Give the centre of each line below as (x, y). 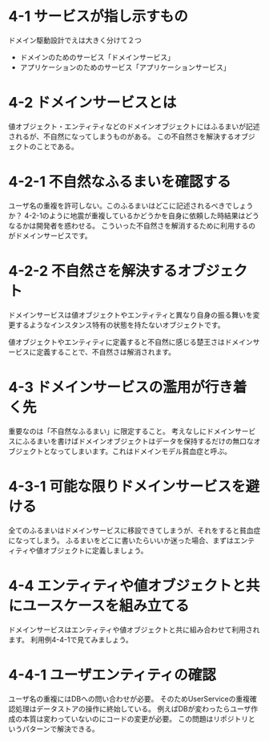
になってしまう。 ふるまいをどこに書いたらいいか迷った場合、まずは (121, 540)
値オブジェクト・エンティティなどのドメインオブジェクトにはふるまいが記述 (134, 126)
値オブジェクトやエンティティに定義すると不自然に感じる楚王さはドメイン (131, 342)
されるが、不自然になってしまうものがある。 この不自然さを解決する (121, 136)
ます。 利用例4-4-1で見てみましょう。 (71, 639)
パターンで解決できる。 (61, 729)
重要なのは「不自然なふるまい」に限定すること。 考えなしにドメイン (121, 431)
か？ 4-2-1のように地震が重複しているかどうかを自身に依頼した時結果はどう (134, 215)
